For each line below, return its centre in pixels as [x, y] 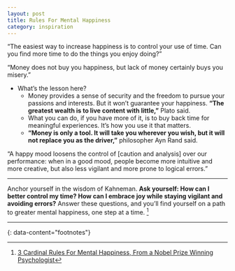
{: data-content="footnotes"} [49, 233]
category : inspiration [40, 27]
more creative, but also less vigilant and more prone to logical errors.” [108, 169]
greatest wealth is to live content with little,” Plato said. [109, 111]
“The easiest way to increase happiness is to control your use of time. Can [114, 47]
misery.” [19, 75]
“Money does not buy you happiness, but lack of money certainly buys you [115, 68]
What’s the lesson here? [52, 89]
